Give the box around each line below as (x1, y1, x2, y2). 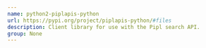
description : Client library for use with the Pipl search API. (7, 23, 200, 30)
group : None (7, 30, 42, 37)
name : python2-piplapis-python (7, 10, 99, 18)
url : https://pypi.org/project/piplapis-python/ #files (7, 17, 172, 24)
